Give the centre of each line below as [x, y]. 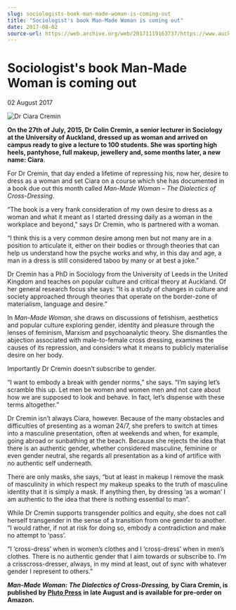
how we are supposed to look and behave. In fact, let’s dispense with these [116, 398]
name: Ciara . [26, 160]
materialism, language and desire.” [57, 304]
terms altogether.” [33, 405]
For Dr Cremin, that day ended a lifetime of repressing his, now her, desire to [118, 174]
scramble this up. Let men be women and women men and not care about [114, 390]
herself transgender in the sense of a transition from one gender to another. [117, 521]
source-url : [25, 33]
